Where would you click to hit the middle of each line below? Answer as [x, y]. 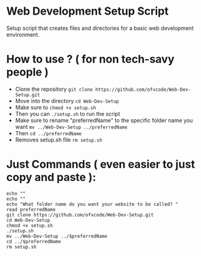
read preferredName [31, 209]
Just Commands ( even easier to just [101, 164]
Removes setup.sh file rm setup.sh [58, 140]
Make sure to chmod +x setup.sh [55, 107]
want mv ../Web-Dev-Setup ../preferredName [71, 127]
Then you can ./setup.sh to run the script [68, 113]
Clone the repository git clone [54, 89]
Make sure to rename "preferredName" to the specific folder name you [104, 120]
